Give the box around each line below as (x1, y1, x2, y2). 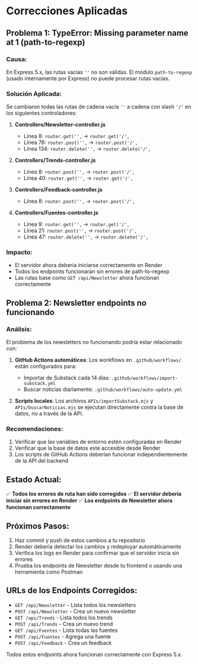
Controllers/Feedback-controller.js (14, 186, 103, 193)
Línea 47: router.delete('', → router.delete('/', (23, 233, 149, 240)
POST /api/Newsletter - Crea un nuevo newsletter (14, 607, 136, 615)
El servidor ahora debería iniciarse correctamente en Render (14, 262, 163, 269)
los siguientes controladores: (6, 109, 77, 117)
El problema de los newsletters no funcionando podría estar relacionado (6, 339, 183, 346)
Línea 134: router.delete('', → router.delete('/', (23, 145, 151, 152)
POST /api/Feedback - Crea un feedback (14, 639, 112, 646)
